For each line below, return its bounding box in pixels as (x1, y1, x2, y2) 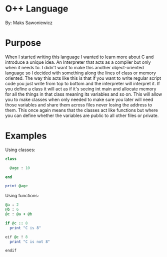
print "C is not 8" (9, 239, 50, 244)
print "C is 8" (9, 225, 41, 230)
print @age (5, 184, 28, 189)
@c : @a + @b (5, 212, 32, 217)
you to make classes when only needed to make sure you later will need (5, 96, 153, 102)
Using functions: (5, 193, 39, 199)
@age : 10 (9, 165, 30, 171)
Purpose (5, 37, 41, 49)
